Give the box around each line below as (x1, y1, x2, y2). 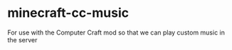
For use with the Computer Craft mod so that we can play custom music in (7, 28, 226, 37)
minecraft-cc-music (7, 5, 130, 21)
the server (7, 35, 38, 44)
